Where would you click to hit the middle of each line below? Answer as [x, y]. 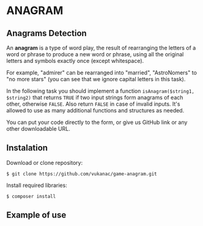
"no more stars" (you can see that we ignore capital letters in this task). [96, 79]
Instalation [27, 148]
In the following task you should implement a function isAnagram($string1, [100, 91]
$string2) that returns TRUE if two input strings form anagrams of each [95, 97]
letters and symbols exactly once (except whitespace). [75, 61]
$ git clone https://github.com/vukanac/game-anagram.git [82, 174]
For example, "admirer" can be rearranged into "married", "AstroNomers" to [102, 73]
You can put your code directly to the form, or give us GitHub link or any [97, 122]
